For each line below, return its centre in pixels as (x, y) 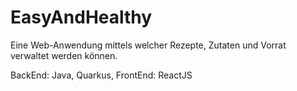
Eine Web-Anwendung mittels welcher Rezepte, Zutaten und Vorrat (148, 45)
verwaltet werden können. (64, 55)
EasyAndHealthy (81, 17)
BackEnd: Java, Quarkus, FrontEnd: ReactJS (101, 75)
